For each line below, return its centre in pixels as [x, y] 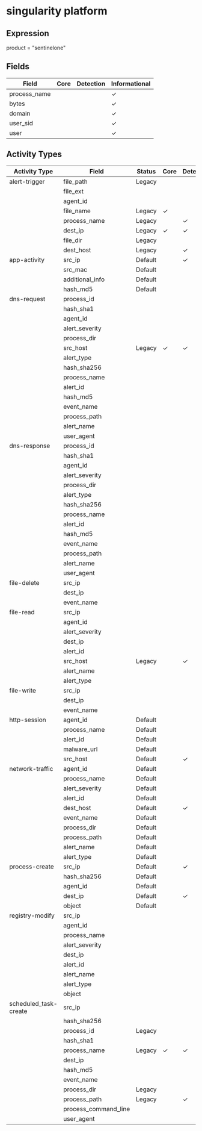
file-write [23, 690]
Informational [131, 84]
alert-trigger [27, 181]
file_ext [73, 191]
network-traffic [31, 768]
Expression [28, 33]
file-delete [25, 582]
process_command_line [96, 1109]
